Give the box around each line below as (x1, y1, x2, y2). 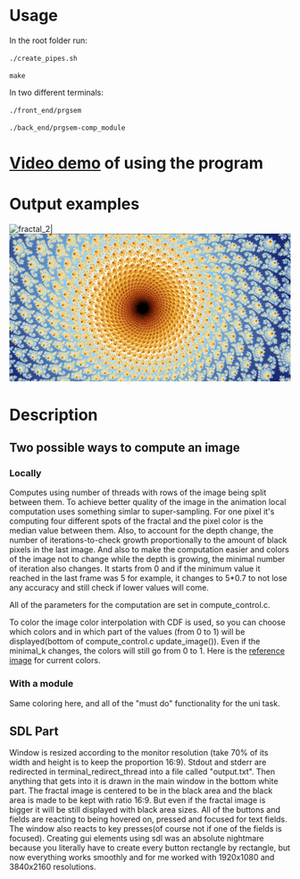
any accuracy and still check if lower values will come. (9, 583, 210, 593)
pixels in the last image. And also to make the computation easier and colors (9, 544, 290, 555)
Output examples (9, 194, 140, 215)
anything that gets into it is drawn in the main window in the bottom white (9, 776, 279, 787)
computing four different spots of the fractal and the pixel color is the (9, 516, 263, 526)
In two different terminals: (9, 87, 104, 98)
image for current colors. (9, 655, 101, 666)
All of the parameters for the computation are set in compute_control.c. (9, 600, 271, 610)
